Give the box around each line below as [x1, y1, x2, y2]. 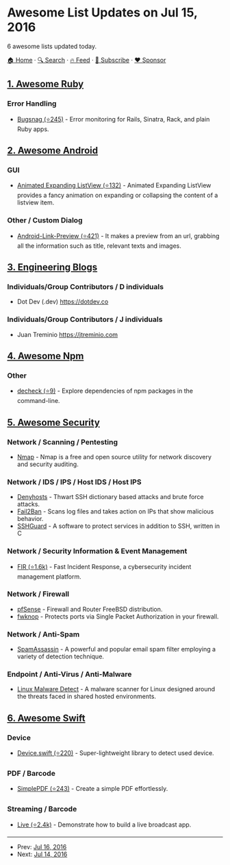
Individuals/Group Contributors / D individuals [7, 281, 164, 291]
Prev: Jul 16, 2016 [16, 842, 67, 851]
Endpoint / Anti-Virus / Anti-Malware [7, 669, 132, 679]
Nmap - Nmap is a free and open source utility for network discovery [16, 452, 212, 461]
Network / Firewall [7, 589, 70, 599]
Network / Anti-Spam [7, 630, 80, 639]
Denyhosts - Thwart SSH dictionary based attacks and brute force [16, 493, 204, 501]
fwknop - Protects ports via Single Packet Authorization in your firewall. [16, 612, 219, 621]
